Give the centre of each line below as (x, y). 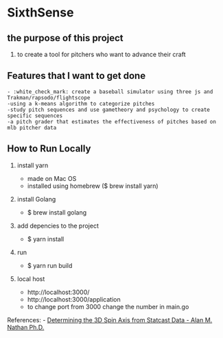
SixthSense (40, 13)
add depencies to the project (58, 226)
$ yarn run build (50, 265)
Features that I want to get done (77, 76)
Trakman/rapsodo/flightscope (49, 97)
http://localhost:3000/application (74, 299)
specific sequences (35, 116)
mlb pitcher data (32, 128)
